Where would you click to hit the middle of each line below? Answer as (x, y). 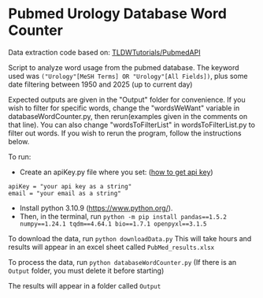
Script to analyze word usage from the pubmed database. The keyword (124, 67)
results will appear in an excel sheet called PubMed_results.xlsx (111, 247)
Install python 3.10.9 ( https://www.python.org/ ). (96, 208)
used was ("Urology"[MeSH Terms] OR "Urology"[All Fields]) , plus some (128, 76)
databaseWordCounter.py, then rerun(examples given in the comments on (128, 116)
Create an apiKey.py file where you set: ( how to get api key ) (117, 172)
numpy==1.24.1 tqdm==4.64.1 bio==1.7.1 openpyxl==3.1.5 (113, 224)
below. (19, 141)
